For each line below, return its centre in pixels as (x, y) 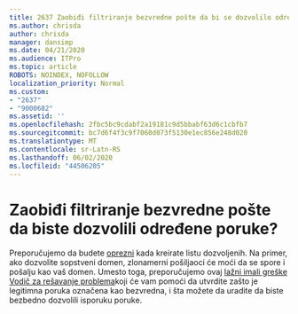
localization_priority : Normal (67, 83)
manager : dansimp (41, 42)
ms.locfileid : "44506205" (57, 166)
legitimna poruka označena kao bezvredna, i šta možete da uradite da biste (146, 291)
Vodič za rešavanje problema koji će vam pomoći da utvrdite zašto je (134, 281)
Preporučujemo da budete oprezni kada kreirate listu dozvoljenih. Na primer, (149, 253)
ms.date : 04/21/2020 (47, 51)
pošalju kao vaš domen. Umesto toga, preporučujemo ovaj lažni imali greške (149, 272)
